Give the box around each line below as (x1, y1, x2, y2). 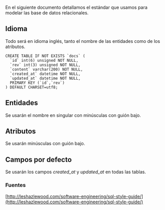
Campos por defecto (5, 155, 72, 164)
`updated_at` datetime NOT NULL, (10, 76, 81, 81)
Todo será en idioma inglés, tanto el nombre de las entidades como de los (5, 38, 160, 44)
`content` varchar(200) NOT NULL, (10, 66, 83, 72)
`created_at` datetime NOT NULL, (10, 71, 81, 76)
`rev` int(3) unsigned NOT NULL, (10, 62, 81, 67)
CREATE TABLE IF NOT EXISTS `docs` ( (5, 53, 86, 58)
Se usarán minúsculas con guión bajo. (5, 141, 86, 147)
